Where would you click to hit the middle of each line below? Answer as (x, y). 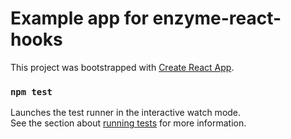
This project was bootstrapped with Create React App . (122, 67)
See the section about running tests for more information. (128, 123)
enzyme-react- (217, 18)
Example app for (79, 18)
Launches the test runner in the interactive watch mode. (126, 113)
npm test (31, 91)
